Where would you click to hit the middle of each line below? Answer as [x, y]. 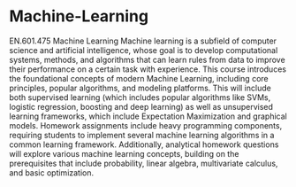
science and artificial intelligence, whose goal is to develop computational [144, 50]
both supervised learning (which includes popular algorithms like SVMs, [140, 97]
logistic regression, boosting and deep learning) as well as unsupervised [141, 106]
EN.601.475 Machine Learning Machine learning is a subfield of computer [143, 41]
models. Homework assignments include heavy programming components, [146, 125]
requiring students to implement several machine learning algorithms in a [142, 135]
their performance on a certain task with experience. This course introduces [148, 69]
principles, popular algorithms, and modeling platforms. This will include [140, 88]
